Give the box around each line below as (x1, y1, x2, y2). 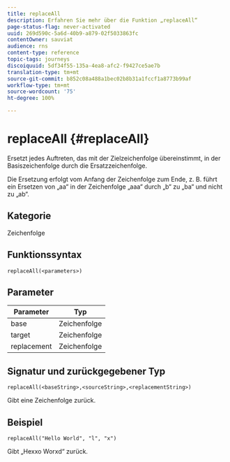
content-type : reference (7, 50, 79, 57)
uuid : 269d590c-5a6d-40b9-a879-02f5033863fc (7, 29, 139, 37)
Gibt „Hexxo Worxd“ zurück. (7, 447, 89, 455)
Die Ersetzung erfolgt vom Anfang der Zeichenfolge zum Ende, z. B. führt (7, 175, 217, 183)
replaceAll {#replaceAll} (7, 131, 150, 147)
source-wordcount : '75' (7, 88, 77, 95)
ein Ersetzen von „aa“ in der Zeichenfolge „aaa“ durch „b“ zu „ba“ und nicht (7, 182, 223, 191)
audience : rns (7, 43, 49, 50)
